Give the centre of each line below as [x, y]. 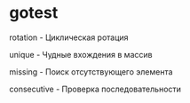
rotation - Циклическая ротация [69, 37]
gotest [34, 13]
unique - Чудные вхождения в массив [81, 54]
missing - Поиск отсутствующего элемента [91, 71]
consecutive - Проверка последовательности [95, 89]
